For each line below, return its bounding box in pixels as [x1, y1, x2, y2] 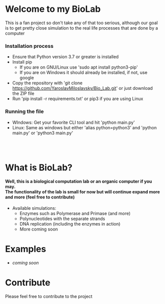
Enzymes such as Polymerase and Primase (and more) [19, 210, 131, 216]
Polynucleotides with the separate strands [19, 216, 105, 222]
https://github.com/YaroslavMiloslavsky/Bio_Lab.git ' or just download [12, 85, 153, 91]
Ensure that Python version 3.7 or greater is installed [12, 54, 119, 60]
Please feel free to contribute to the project [5, 293, 93, 299]
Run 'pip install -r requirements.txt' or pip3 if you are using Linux [12, 96, 144, 102]
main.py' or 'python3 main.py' [12, 130, 73, 136]
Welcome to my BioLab [5, 3, 101, 15]
